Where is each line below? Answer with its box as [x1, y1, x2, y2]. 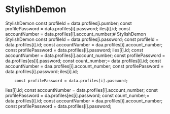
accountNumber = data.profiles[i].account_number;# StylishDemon [5, 31, 146, 37]
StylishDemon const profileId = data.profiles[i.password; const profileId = [5, 36, 159, 42]
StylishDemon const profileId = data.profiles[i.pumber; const [5, 20, 132, 26]
